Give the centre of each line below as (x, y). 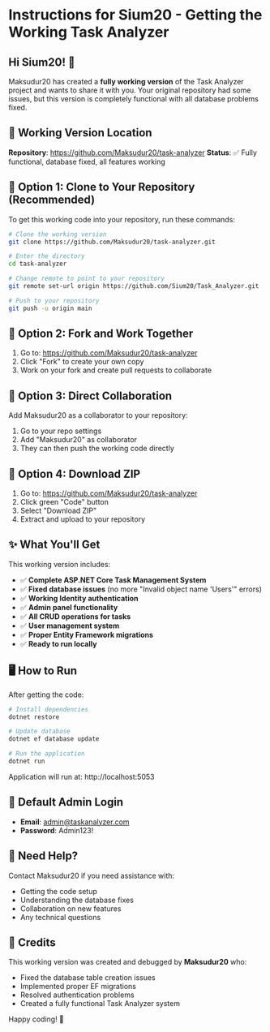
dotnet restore (34, 717)
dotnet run (27, 761)
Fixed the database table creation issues (88, 978)
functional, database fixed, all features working (87, 161)
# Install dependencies (49, 709)
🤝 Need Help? (43, 856)
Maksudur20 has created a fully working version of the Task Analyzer (126, 82)
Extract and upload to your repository (83, 519)
